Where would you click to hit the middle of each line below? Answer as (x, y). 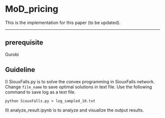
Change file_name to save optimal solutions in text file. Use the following (79, 87)
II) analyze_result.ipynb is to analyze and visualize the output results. (75, 110)
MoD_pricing (32, 9)
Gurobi (12, 54)
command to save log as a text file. (41, 92)
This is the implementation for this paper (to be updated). (63, 23)
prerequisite (24, 43)
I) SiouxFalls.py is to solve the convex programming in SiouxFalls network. (80, 81)
